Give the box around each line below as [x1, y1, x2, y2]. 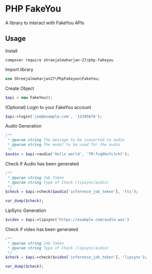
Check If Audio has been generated [5, 160, 79, 167]
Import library [5, 66, 34, 72]
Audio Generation [5, 123, 42, 129]
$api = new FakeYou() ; [5, 95, 53, 100]
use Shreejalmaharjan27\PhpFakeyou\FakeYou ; [5, 76, 100, 81]
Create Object [5, 85, 34, 91]
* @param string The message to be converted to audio [7, 137, 125, 143]
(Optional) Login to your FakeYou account [5, 104, 92, 110]
